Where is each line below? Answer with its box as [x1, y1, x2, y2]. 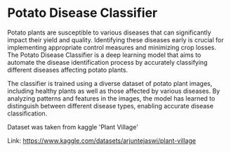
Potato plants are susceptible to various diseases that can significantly [7, 28, 212, 37]
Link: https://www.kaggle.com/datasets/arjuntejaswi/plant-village [7, 136, 197, 145]
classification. [7, 109, 48, 118]
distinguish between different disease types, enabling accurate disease [7, 101, 214, 110]
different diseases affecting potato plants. [7, 65, 128, 74]
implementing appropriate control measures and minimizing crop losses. [7, 43, 216, 51]
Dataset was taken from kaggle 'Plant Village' [7, 122, 139, 131]
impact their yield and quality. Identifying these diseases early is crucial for [7, 35, 224, 44]
